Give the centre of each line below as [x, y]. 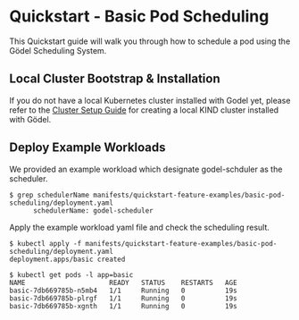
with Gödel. [30, 119]
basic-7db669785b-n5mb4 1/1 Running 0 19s [124, 291]
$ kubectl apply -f [46, 243]
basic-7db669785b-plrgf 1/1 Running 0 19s [124, 298]
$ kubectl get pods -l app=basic [71, 274]
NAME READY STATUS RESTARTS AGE [124, 282]
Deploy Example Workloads [88, 148]
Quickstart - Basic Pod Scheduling [139, 17]
